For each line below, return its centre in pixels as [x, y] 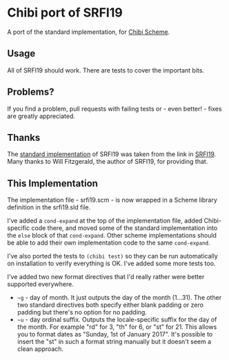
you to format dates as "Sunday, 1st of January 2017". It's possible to [115, 334]
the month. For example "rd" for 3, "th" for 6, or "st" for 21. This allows [117, 327]
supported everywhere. [40, 284]
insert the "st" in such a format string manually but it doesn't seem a [114, 342]
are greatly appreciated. [41, 116]
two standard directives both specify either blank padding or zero [110, 305]
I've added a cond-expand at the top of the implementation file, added [105, 221]
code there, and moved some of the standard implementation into [125, 228]
